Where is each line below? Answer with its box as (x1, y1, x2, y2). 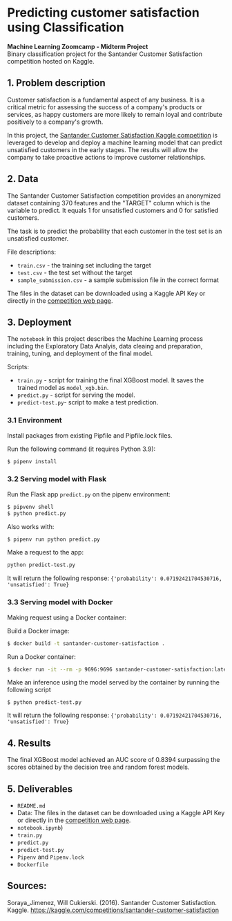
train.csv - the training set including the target (17, 261, 152, 269)
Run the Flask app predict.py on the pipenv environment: (7, 490, 171, 499)
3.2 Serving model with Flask (7, 474, 107, 484)
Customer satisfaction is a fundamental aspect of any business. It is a (7, 95, 205, 104)
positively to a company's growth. (7, 118, 104, 126)
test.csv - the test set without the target (17, 268, 133, 277)
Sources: (7, 880, 47, 892)
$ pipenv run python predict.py (7, 536, 100, 543)
